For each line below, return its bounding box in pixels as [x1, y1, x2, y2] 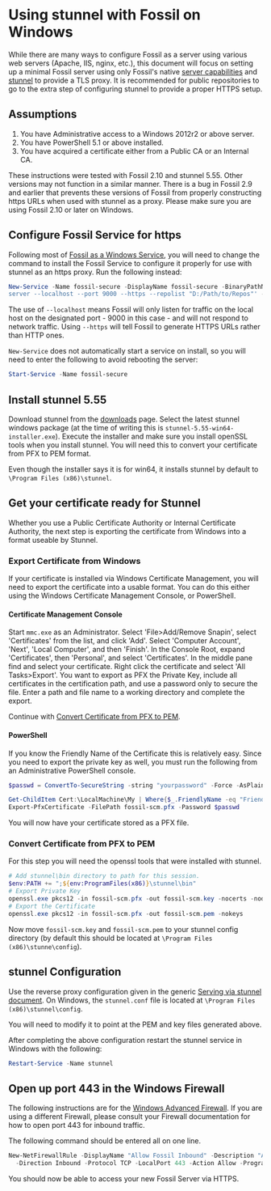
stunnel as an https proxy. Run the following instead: [8, 267, 182, 277]
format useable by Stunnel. [8, 535, 98, 545]
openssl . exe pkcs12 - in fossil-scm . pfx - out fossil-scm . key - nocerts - [8, 895, 254, 903]
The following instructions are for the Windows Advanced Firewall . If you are [8, 1103, 263, 1113]
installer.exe [8, 433, 56, 441]
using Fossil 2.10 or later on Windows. [8, 205, 134, 214]
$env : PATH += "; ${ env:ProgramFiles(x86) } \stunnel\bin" [8, 879, 197, 888]
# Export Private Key [8, 888, 81, 896]
